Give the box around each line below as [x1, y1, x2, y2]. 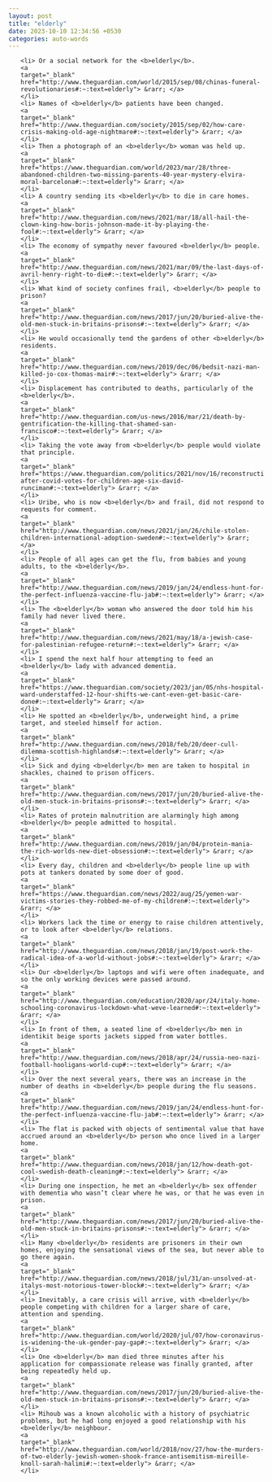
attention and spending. [19, 1310, 105, 1318]
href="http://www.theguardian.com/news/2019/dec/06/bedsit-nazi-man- [19, 363, 261, 371]
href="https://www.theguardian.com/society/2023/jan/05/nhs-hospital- [19, 684, 265, 692]
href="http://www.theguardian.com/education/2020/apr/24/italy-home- [19, 997, 261, 1005]
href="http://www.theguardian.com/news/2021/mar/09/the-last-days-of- [19, 264, 265, 272]
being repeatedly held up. [19, 1367, 112, 1375]
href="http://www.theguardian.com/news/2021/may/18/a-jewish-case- [19, 634, 253, 642]
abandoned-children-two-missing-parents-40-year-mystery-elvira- [19, 171, 246, 179]
